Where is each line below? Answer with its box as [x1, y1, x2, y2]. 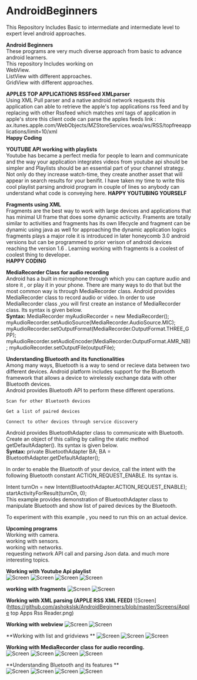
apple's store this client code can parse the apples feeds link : [6, 115, 156, 122]
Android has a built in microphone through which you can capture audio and [6, 275, 191, 282]
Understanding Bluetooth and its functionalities [6, 355, 125, 362]
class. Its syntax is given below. [6, 306, 82, 313]
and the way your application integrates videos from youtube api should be [6, 158, 188, 165]
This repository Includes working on [6, 60, 94, 67]
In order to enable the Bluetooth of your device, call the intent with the [6, 465, 176, 472]
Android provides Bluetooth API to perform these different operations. [6, 386, 175, 393]
